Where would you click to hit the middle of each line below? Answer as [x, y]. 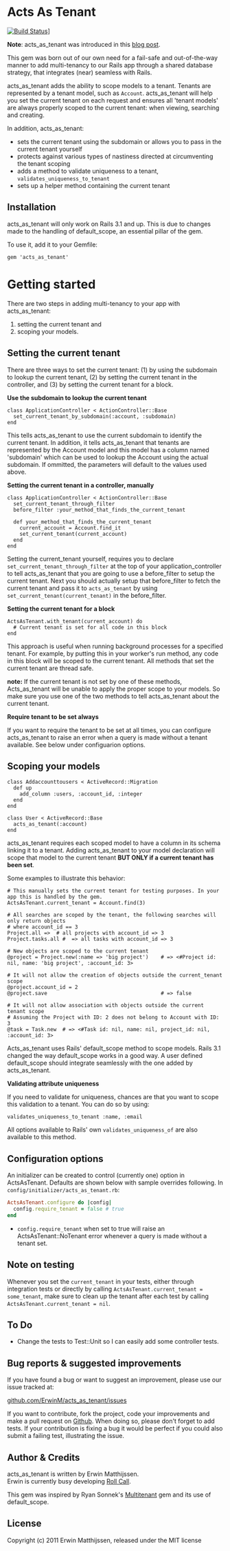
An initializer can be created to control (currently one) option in [96, 1176]
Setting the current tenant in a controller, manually [81, 485]
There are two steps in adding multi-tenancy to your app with [94, 303]
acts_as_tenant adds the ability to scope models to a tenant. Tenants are [109, 85]
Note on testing [41, 1265]
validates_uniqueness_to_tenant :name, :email [75, 1117]
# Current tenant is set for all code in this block [90, 627]
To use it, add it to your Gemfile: [53, 244]
